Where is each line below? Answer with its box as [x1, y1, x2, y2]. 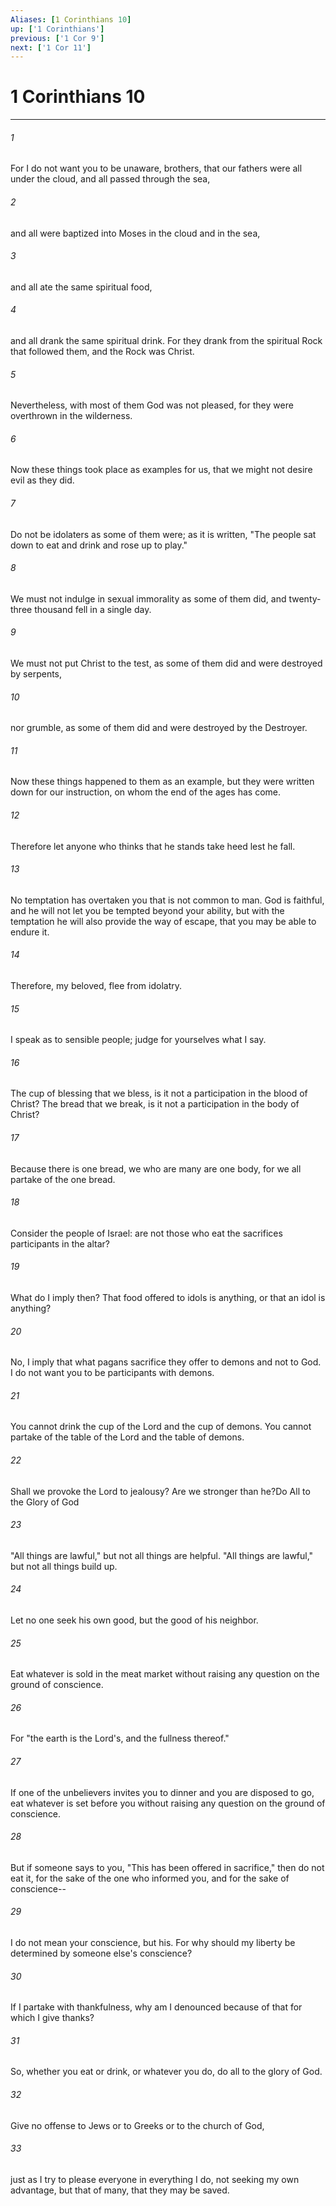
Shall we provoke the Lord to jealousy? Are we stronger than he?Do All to [10, 1485, 311, 1497]
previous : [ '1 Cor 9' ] [10, 33, 105, 43]
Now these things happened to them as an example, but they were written [10, 776, 315, 788]
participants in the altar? [10, 1237, 110, 1250]
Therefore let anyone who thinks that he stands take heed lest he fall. [10, 840, 296, 852]
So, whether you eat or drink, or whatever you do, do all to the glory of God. [10, 2066, 323, 2078]
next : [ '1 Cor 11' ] [10, 42, 92, 53]
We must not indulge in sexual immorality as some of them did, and [10, 592, 287, 605]
